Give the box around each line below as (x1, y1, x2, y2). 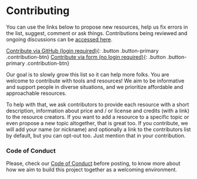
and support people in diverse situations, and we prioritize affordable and (6, 83, 184, 90)
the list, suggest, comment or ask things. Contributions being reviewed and (6, 29, 188, 36)
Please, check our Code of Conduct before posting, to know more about (6, 160, 181, 167)
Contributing (6, 4, 70, 18)
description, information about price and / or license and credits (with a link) (6, 107, 190, 114)
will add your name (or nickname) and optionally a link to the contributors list (6, 126, 191, 133)
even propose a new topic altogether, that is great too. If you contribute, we (6, 119, 189, 126)
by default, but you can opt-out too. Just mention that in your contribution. (6, 132, 186, 139)
